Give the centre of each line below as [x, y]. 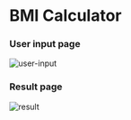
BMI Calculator [65, 16]
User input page [45, 44]
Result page [36, 87]
